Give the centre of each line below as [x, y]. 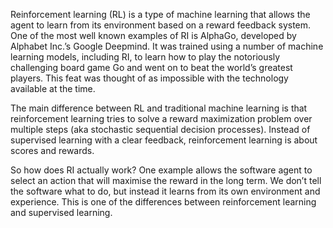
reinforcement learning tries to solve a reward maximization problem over [161, 118]
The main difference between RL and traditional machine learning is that [159, 108]
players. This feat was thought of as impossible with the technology [149, 78]
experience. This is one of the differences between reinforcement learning [163, 202]
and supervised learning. [61, 212]
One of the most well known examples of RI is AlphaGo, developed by [153, 35]
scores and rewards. [52, 150]
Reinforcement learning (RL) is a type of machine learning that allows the [160, 14]
